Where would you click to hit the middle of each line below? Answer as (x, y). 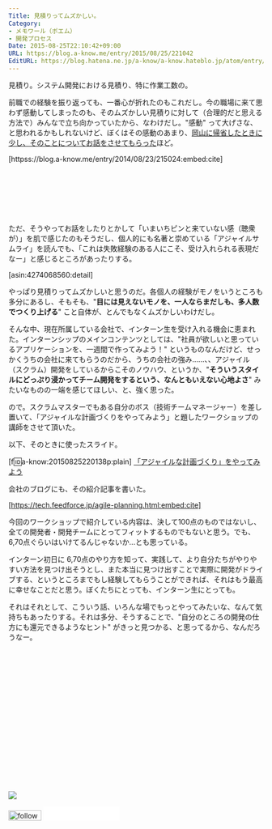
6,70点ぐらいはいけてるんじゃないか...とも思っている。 (100, 542)
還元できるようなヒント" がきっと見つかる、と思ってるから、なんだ (142, 627)
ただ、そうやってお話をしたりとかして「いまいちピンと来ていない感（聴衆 (132, 228)
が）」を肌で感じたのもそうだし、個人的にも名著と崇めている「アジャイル (130, 238)
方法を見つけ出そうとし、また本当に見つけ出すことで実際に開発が (132, 569)
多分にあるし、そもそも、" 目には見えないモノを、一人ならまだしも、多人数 (134, 301)
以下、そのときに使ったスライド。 (65, 444)
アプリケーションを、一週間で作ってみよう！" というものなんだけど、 (131, 349)
